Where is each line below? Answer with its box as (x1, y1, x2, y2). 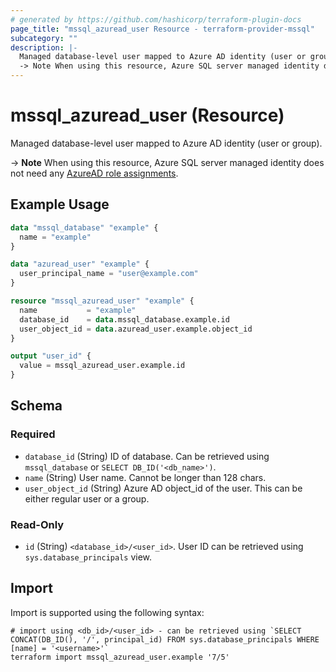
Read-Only (10, 517, 65, 531)
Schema (10, 397, 63, 415)
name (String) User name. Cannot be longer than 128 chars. (24, 471, 267, 483)
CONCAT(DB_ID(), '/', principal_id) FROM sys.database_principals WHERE (10, 634, 320, 645)
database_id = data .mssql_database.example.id (19, 314, 230, 325)
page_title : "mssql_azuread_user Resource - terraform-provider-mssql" (10, 24, 315, 34)
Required (10, 427, 56, 441)
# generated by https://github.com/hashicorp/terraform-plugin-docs (10, 14, 302, 25)
